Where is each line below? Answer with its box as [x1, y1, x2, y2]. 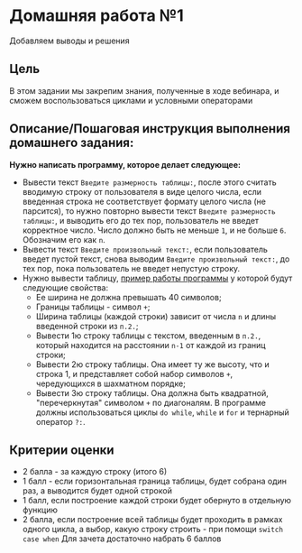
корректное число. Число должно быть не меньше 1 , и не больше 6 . [22, 225, 287, 235]
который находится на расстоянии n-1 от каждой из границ [35, 339, 266, 350]
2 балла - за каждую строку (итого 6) [22, 466, 168, 477]
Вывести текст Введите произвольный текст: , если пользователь [22, 244, 269, 254]
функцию [22, 504, 59, 515]
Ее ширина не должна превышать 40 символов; [35, 291, 223, 302]
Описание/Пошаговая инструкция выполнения [9, 121, 291, 136]
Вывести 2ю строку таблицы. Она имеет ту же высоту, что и [35, 358, 270, 370]
